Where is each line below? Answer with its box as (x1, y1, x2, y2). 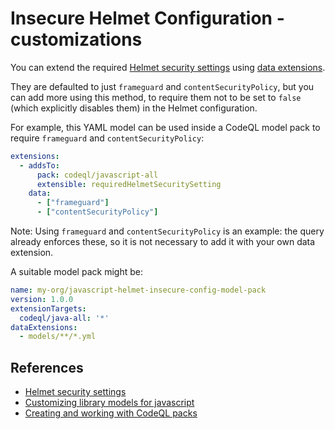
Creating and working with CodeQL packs (24, 407, 198, 419)
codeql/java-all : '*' (19, 313, 110, 323)
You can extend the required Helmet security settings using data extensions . (10, 61, 326, 73)
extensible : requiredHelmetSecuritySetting (36, 179, 222, 189)
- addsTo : (19, 160, 60, 171)
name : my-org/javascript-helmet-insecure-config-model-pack (10, 285, 267, 296)
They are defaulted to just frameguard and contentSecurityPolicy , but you (10, 80, 315, 92)
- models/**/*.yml (19, 332, 97, 342)
